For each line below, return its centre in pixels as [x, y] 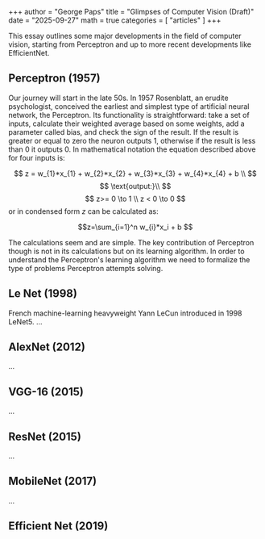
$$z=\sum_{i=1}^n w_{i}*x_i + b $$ [135, 227]
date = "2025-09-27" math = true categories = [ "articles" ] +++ [115, 20]
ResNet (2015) [45, 436]
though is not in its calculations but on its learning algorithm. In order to [126, 251]
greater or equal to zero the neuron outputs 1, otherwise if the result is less [132, 140]
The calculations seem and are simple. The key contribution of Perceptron [131, 242]
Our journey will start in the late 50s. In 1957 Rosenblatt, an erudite [118, 98]
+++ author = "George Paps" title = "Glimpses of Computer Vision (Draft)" [131, 12]
